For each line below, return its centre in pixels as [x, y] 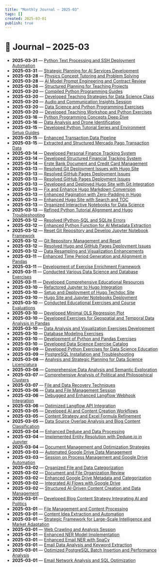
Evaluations [24, 308]
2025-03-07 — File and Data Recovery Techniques [64, 385]
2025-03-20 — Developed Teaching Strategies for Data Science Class [83, 97]
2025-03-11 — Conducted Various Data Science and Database [75, 272]
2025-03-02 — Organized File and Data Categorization [68, 468]
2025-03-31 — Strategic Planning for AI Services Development [75, 71]
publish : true [19, 23]
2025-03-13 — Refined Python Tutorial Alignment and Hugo [72, 210]
